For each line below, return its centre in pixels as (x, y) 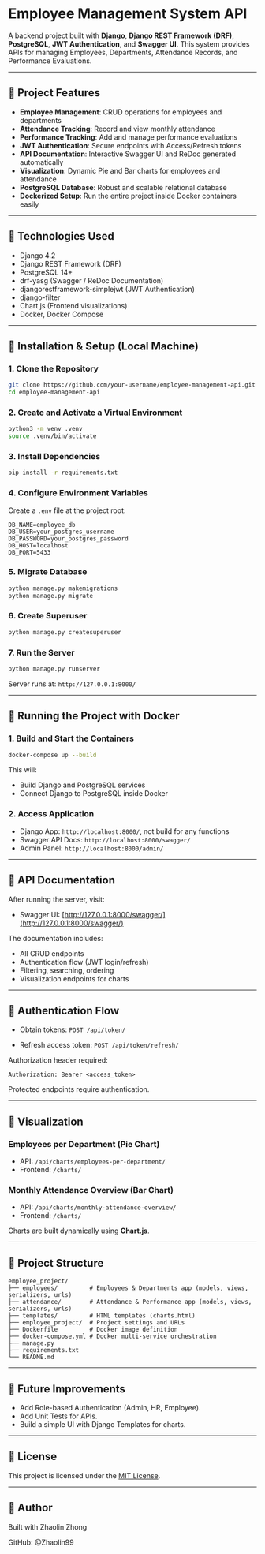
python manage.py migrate (50, 596)
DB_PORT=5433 (30, 552)
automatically (41, 162)
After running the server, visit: (56, 899)
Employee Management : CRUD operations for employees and (121, 112)
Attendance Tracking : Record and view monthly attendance (117, 129)
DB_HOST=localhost (38, 545)
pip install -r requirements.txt (63, 473)
